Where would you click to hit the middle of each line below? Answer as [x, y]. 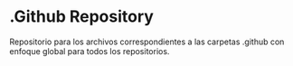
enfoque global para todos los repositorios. [90, 51]
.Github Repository [81, 17]
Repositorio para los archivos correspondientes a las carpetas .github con [147, 42]
